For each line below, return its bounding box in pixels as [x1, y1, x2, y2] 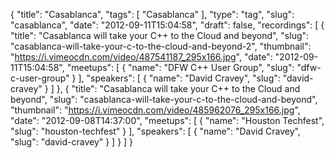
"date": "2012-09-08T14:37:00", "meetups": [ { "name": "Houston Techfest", [10, 115, 325, 126]
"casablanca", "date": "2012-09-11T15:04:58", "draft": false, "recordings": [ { [10, 19, 325, 31]
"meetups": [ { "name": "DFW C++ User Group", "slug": [66, 62, 295, 73]
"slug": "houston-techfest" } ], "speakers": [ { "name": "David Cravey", [10, 125, 301, 137]
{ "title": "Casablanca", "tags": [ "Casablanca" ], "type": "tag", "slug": [10, 9, 295, 20]
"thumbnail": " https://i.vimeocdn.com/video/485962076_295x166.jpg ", [10, 104, 301, 116]
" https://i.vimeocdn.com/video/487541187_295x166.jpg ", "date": [10, 51, 273, 63]
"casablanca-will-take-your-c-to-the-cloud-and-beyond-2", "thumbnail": [10, 40, 312, 52]
